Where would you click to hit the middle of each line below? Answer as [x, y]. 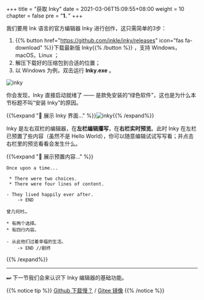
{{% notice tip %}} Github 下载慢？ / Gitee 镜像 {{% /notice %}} [86, 291]
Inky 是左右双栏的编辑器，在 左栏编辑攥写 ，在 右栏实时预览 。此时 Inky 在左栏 [101, 128]
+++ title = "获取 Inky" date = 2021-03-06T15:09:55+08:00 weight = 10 [95, 9]
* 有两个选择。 [23, 223]
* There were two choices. [43, 179]
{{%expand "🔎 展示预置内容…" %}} [50, 156]
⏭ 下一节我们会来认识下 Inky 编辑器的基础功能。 [67, 278]
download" [29, 48]
